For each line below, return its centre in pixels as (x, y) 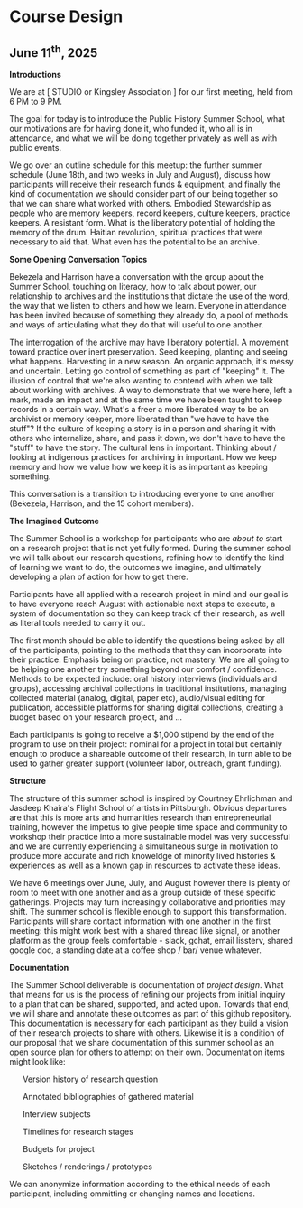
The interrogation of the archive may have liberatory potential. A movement (149, 342)
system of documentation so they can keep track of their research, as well (147, 613)
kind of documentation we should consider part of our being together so (143, 194)
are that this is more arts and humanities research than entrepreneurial (140, 817)
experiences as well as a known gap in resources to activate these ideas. (145, 865)
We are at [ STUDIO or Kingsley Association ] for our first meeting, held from (151, 92)
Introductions (35, 74)
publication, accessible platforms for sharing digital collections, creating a (147, 707)
